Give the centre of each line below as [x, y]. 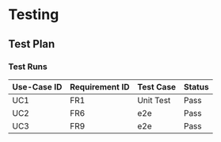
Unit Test [154, 100]
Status [196, 86]
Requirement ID [100, 86]
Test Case [157, 86]
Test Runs [28, 67]
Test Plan [32, 44]
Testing [34, 15]
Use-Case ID [37, 86]
